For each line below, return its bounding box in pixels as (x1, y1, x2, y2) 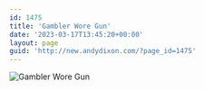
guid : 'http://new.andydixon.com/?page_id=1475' (9, 47, 197, 56)
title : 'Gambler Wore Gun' (9, 22, 112, 31)
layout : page (9, 38, 59, 48)
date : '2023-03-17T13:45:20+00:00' (9, 30, 144, 39)
